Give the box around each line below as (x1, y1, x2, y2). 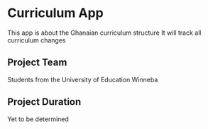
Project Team (7, 57, 67, 69)
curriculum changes (7, 35, 66, 44)
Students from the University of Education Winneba (7, 75, 158, 84)
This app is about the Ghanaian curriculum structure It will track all (7, 28, 202, 37)
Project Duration (7, 96, 82, 108)
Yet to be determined (7, 115, 70, 123)
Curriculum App (7, 5, 104, 21)
